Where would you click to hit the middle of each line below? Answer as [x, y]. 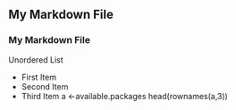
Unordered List [36, 59]
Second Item [45, 86]
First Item [39, 77]
